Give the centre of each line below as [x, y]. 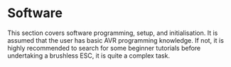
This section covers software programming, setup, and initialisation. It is [113, 33]
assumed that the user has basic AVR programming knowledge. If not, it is [116, 40]
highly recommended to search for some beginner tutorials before [104, 48]
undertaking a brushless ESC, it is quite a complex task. [89, 56]
